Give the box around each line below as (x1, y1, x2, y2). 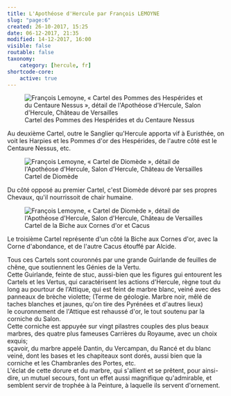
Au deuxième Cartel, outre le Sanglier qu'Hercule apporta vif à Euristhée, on (7, 129, 225, 138)
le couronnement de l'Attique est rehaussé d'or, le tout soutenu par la (7, 307, 205, 316)
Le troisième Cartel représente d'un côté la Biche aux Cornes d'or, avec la (7, 235, 219, 243)
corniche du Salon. (7, 315, 61, 323)
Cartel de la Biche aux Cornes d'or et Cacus (24, 222, 151, 230)
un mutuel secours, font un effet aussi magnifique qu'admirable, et (22, 374, 212, 382)
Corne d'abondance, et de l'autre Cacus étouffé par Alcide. (7, 242, 177, 251)
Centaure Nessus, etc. (7, 144, 71, 153)
